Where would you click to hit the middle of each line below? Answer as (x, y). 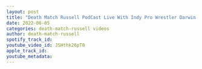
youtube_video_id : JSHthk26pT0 (46, 46)
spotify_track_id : (29, 40)
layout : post (23, 12)
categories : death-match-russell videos (58, 28)
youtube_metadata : (29, 56)
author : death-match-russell (43, 34)
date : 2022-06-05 (28, 23)
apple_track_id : (27, 51)
